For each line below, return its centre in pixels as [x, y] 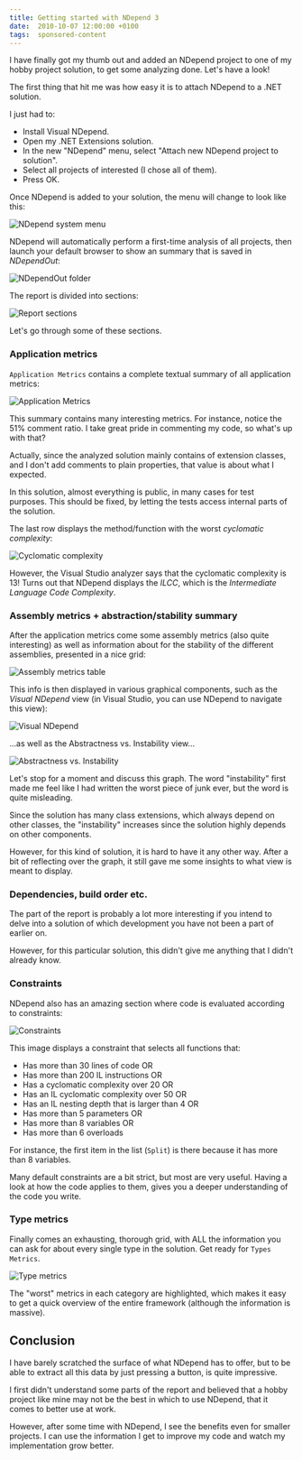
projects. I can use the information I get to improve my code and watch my [147, 1436]
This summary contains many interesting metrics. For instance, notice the [146, 418]
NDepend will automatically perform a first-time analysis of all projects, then [151, 242]
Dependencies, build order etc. [78, 894]
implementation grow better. [62, 1446]
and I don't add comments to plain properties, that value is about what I [142, 465]
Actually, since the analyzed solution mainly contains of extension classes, [148, 455]
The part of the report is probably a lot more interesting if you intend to [141, 914]
